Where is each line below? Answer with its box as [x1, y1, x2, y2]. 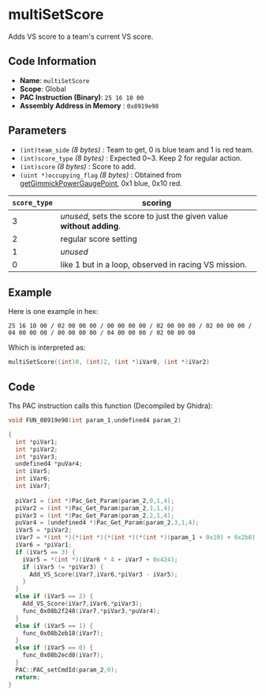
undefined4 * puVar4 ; [15, 460, 83, 468]
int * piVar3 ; [15, 452, 58, 460]
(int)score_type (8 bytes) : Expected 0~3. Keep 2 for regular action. [19, 153, 242, 163]
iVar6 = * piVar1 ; [15, 541, 73, 549]
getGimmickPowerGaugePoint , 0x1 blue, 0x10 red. [19, 178, 183, 187]
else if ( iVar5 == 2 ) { [15, 592, 93, 600]
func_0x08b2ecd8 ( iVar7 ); [22, 651, 104, 660]
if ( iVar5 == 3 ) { [15, 548, 77, 556]
